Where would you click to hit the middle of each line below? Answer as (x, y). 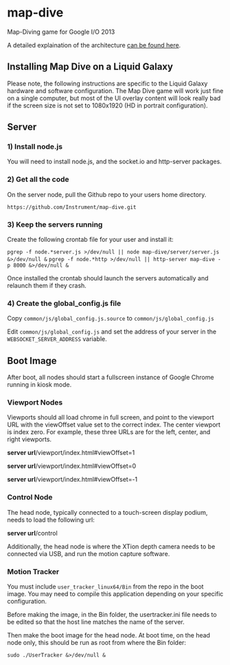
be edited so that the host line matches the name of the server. (96, 622)
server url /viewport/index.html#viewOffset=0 (71, 466)
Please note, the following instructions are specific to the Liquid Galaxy (107, 83)
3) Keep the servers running (55, 224)
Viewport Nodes (35, 402)
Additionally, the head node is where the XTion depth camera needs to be (111, 546)
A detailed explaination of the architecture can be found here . (94, 45)
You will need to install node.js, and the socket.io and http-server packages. (114, 162)
